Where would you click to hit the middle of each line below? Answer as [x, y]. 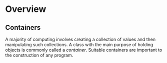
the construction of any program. [39, 55]
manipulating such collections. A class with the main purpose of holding [79, 45]
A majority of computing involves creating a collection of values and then [80, 39]
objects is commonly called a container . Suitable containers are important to [84, 50]
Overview [26, 9]
